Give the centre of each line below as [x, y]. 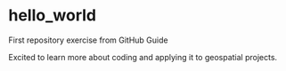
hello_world [53, 16]
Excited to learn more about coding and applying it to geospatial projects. [143, 57]
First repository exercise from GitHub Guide [88, 40]
